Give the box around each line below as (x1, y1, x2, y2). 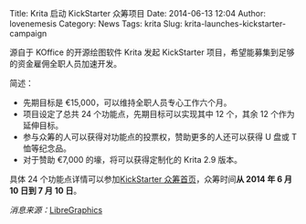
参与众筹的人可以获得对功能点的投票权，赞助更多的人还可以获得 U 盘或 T (22, 132, 298, 142)
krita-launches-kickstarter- (184, 18, 286, 29)
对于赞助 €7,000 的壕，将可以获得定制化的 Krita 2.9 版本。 (22, 155, 243, 165)
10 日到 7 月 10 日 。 (9, 186, 82, 196)
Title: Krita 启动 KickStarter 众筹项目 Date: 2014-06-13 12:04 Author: (9, 8, 267, 18)
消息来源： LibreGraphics (9, 205, 103, 215)
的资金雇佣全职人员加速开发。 (9, 59, 121, 69)
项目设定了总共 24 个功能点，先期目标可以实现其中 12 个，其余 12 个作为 (22, 109, 295, 119)
